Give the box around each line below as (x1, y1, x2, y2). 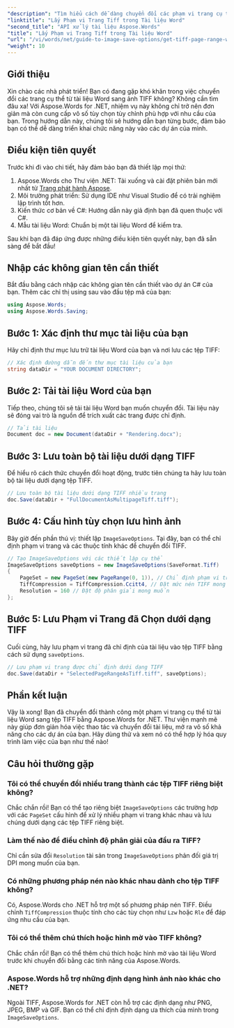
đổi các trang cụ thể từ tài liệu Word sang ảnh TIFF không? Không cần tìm (7, 94, 219, 103)
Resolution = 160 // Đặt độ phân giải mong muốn (19, 588, 170, 595)
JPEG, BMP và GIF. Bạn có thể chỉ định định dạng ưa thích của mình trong (7, 1006, 219, 1014)
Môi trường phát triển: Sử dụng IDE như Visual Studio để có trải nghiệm (17, 191, 221, 200)
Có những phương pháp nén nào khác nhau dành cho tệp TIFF (7, 877, 219, 886)
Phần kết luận (7, 689, 68, 701)
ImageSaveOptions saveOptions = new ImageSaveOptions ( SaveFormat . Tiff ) (7, 561, 219, 569)
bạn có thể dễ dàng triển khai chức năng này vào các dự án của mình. (7, 124, 208, 133)
